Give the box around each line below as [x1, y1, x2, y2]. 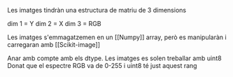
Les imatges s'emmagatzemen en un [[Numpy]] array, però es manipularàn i [7, 33, 227, 41]
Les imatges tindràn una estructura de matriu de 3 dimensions [7, 6, 187, 14]
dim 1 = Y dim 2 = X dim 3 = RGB [7, 20, 101, 27]
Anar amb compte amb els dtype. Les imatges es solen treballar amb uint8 [7, 54, 222, 62]
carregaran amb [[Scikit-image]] [7, 41, 100, 48]
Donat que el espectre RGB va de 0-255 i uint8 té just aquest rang [7, 62, 197, 69]
